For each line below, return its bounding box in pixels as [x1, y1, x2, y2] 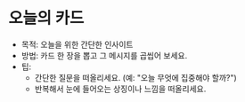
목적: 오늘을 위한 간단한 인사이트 [20, 39, 134, 50]
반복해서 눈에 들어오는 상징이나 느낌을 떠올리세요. [34, 83, 207, 94]
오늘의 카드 [8, 8, 85, 28]
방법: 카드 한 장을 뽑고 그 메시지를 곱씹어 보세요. [20, 50, 188, 60]
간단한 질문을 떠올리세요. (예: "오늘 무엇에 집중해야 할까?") [34, 72, 237, 82]
